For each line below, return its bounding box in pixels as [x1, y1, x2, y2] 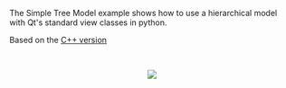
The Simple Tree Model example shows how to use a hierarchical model [9, 8, 278, 18]
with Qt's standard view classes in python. [9, 17, 167, 28]
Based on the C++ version [9, 35, 107, 45]
